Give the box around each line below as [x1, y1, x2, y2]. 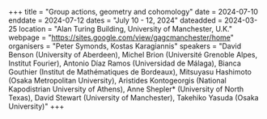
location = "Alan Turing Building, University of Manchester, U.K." [19, 24, 233, 33]
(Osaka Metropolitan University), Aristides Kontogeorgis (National [8, 76, 227, 85]
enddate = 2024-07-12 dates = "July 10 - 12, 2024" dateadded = [8, 15, 223, 25]
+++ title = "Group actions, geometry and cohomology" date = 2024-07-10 [8, 7, 259, 16]
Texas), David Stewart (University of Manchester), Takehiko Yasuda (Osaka [8, 93, 259, 102]
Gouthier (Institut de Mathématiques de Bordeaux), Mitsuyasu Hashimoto [8, 67, 252, 76]
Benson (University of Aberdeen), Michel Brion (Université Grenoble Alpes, [8, 50, 257, 59]
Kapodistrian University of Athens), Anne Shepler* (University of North [8, 84, 244, 94]
